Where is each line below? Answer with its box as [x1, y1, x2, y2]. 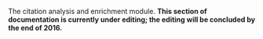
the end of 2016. [8, 23, 63, 32]
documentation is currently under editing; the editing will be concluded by [8, 15, 256, 24]
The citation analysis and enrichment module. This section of [8, 7, 207, 16]
